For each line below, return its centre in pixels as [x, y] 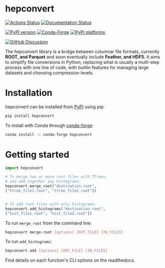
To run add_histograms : [29, 242]
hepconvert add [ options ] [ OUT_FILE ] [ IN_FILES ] [56, 251]
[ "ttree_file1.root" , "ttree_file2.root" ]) [51, 191]
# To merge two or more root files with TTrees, [56, 177]
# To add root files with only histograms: [51, 204]
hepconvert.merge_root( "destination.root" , [51, 186]
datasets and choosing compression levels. [49, 72]
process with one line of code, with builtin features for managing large [77, 67]
